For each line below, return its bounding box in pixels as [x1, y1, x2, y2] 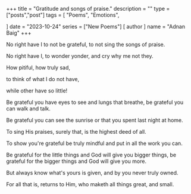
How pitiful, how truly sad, [6, 64, 70, 71]
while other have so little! [6, 87, 68, 94]
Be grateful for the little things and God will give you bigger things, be [6, 152, 177, 158]
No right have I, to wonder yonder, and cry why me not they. [6, 53, 154, 59]
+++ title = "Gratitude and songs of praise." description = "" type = [6, 5, 170, 12]
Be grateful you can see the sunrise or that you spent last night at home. [6, 116, 183, 124]
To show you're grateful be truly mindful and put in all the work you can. [6, 140, 183, 147]
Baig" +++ [6, 29, 32, 36]
